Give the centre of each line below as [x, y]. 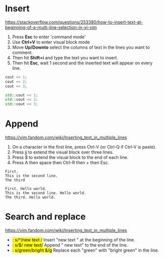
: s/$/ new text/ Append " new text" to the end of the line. [70, 245]
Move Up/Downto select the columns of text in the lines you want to [81, 47]
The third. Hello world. [30, 197]
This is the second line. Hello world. [46, 193]
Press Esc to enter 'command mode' [49, 37]
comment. [22, 52]
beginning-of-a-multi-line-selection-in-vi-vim [51, 27]
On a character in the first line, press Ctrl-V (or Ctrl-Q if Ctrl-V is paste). [84, 147]
